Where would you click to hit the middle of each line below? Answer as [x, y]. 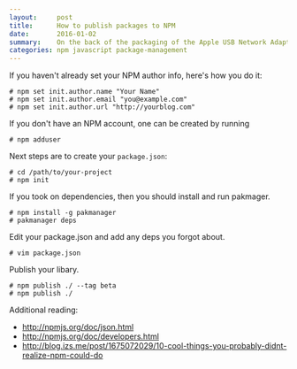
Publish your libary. [44, 270]
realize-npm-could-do [62, 356]
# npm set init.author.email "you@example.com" [99, 100]
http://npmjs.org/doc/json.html [78, 327]
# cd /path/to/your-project [61, 173]
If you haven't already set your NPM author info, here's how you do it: [136, 75]
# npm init [29, 181]
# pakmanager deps [43, 221]
